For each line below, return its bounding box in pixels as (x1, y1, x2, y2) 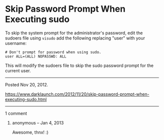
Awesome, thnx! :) (12, 129, 49, 135)
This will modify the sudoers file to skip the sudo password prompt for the (5, 62, 154, 68)
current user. (5, 67, 31, 74)
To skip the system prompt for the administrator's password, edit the (5, 30, 143, 36)
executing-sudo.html (5, 96, 47, 102)
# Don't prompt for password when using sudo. (5, 50, 102, 55)
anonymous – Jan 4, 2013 (12, 120, 64, 125)
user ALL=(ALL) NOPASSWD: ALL (5, 54, 67, 59)
